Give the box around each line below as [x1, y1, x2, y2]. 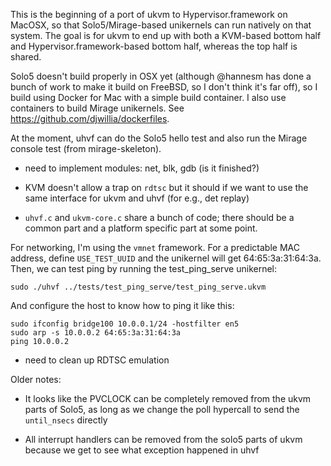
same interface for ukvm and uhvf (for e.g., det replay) [24, 192, 250, 204]
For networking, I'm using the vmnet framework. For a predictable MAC [10, 242, 300, 253]
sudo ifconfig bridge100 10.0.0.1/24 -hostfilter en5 [10, 319, 240, 329]
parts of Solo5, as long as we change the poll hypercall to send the [24, 404, 300, 415]
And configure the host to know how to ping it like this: [10, 300, 235, 311]
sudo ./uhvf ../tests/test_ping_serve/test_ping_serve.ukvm [10, 282, 267, 292]
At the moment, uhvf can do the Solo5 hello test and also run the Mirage [10, 132, 308, 144]
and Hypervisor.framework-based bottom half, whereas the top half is [10, 40, 298, 52]
